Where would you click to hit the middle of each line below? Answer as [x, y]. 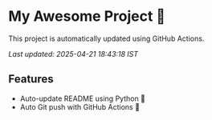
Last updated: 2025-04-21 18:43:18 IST [73, 54]
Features [31, 79]
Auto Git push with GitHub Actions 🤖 [80, 106]
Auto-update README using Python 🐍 [83, 98]
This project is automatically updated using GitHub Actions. [106, 38]
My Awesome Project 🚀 [87, 16]
